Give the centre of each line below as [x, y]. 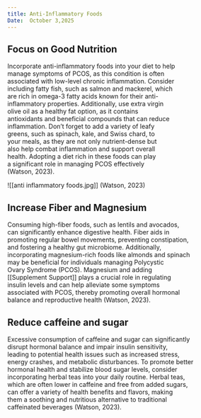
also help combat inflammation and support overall [81, 149]
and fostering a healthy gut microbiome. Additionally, [84, 247]
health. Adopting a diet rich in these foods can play [82, 157]
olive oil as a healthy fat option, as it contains [73, 111]
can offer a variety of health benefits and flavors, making [90, 392]
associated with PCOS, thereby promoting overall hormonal [94, 293]
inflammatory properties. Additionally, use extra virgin [86, 104]
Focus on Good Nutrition [62, 49]
